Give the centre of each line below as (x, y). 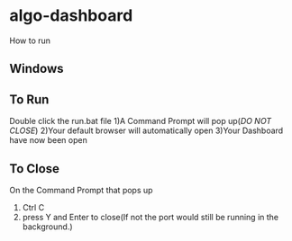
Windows (36, 69)
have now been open (48, 140)
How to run (30, 40)
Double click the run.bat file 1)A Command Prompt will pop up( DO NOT (141, 121)
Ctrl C (33, 207)
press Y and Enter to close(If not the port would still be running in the (151, 217)
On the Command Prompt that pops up (81, 190)
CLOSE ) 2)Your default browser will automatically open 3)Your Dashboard (146, 130)
